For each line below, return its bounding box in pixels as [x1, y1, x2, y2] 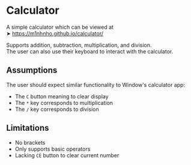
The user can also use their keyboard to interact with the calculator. [6, 47, 174, 55]
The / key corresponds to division [14, 106, 99, 113]
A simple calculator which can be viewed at [6, 23, 114, 31]
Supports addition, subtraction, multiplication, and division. [6, 41, 152, 49]
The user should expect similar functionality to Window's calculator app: [6, 81, 185, 88]
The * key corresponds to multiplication [14, 99, 113, 106]
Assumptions [6, 65, 58, 76]
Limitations [6, 123, 49, 133]
